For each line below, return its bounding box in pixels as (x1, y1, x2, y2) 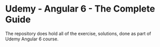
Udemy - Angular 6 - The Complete (5, 3, 155, 15)
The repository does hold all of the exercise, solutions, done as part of (5, 30, 151, 36)
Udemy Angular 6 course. (5, 36, 59, 42)
